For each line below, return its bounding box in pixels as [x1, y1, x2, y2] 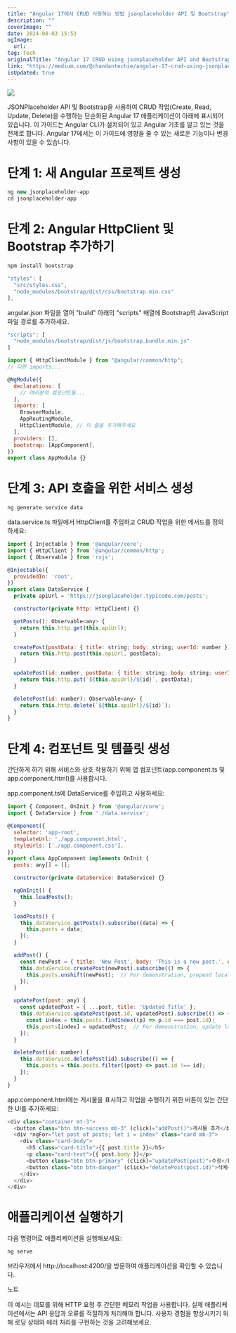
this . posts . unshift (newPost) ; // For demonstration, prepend [25, 971, 212, 978]
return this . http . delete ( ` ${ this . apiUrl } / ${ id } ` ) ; [20, 701, 171, 709]
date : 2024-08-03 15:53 [7, 30, 77, 37]
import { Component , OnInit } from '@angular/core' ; [7, 803, 165, 810]
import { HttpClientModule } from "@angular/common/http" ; [7, 357, 184, 364]
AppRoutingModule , [20, 416, 74, 423]
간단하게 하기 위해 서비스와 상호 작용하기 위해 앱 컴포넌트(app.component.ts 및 [7, 765, 225, 774]
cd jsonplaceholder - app [7, 195, 77, 203]
